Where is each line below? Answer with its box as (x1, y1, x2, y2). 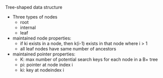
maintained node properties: (12, 35, 71, 41)
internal (20, 24, 36, 30)
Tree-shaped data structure (5, 4, 63, 10)
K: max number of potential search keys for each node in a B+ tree (20, 56, 158, 62)
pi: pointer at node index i (20, 62, 73, 67)
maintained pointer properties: (12, 51, 75, 57)
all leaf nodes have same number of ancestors (20, 46, 117, 51)
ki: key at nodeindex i (20, 67, 64, 73)
